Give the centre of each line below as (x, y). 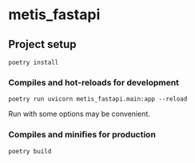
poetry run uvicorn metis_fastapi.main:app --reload (98, 99)
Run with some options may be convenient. (79, 114)
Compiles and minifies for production (82, 135)
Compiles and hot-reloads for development (94, 82)
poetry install (34, 62)
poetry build (30, 151)
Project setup (43, 44)
